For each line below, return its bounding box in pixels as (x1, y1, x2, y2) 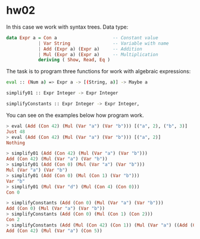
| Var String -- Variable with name (37, 40, 169, 46)
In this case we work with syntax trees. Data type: (6, 23, 129, 30)
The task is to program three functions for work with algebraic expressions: (6, 68, 191, 75)
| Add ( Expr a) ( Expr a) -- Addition (37, 46, 143, 52)
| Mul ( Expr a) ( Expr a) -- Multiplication (37, 51, 159, 57)
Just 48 (6, 129, 26, 135)
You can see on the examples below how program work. (6, 111, 144, 119)
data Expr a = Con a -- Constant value (6, 35, 159, 41)
